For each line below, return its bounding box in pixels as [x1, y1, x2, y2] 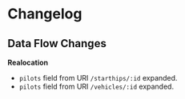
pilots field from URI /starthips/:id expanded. [18, 73, 178, 82]
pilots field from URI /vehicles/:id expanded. [18, 81, 174, 91]
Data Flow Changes [7, 37, 107, 50]
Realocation [7, 57, 49, 67]
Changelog [7, 5, 82, 23]
